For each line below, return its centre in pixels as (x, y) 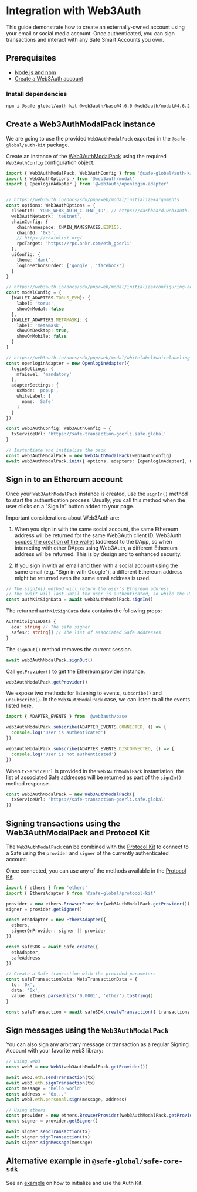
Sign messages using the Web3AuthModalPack (87, 1030)
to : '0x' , (23, 985)
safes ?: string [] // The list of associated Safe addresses (86, 632)
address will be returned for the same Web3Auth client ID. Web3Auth (98, 535)
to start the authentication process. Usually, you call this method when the (96, 500)
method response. (28, 783)
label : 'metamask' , (40, 325)
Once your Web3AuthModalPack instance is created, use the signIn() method (97, 494)
